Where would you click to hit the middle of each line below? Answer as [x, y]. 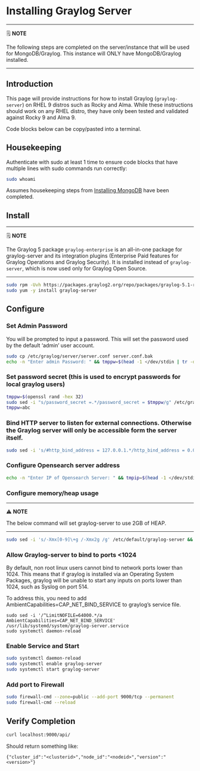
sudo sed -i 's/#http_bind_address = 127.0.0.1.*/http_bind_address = [96, 450]
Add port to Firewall [35, 685]
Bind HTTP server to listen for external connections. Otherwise [99, 423]
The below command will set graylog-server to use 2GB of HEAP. [86, 523]
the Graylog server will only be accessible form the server [92, 431]
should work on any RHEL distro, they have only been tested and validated [97, 111]
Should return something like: [42, 746]
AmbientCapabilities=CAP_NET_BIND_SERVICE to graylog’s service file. [94, 604]
